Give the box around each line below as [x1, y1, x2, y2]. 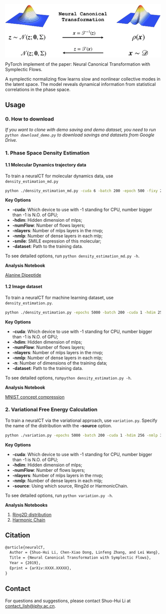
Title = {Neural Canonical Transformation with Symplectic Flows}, [9, 555, 152, 560]
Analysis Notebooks [5, 502, 48, 508]
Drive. [5, 137, 17, 143]
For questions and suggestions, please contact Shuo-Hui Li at [5, 598, 131, 604]
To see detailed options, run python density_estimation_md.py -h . [5, 253, 140, 259]
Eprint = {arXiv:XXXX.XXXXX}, [9, 566, 72, 571]
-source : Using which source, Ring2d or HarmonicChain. [12, 483, 128, 489]
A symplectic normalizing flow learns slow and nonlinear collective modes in [5, 76, 161, 82]
